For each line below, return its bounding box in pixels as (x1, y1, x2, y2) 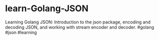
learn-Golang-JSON (5, 3, 89, 14)
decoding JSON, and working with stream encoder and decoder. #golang (5, 24, 155, 30)
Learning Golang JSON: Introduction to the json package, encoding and (5, 19, 151, 25)
